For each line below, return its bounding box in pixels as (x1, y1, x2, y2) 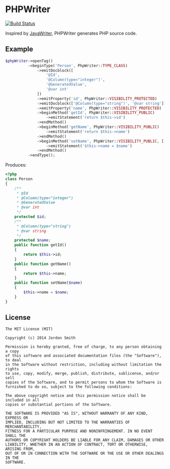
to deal (5, 358, 22, 363)
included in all (5, 397, 39, 403)
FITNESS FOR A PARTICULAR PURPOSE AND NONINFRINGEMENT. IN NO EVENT (5, 429, 153, 434)
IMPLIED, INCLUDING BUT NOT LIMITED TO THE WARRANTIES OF (5, 420, 130, 425)
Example (5, 45, 33, 54)
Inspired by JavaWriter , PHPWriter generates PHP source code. (5, 30, 137, 36)
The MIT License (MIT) (5, 326, 53, 332)
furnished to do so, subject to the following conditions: (5, 384, 133, 389)
